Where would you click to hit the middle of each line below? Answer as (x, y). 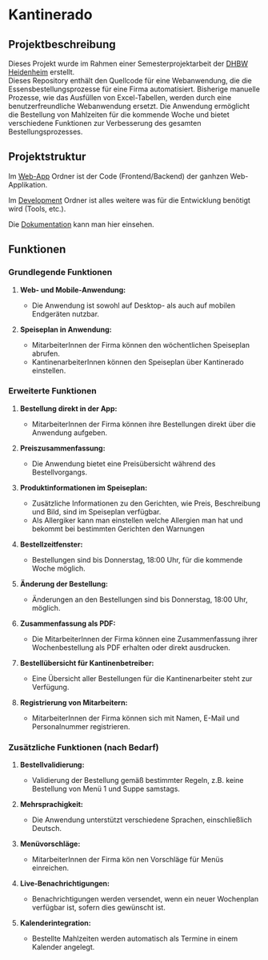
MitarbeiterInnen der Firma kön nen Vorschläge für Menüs (128, 860)
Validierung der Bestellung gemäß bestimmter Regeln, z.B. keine (138, 781)
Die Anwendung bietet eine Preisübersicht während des (124, 463)
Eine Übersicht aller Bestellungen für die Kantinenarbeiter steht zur (142, 678)
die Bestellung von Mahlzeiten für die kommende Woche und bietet (119, 115)
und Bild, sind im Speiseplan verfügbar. (96, 511)
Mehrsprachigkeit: (52, 805)
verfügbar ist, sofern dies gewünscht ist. (98, 908)
